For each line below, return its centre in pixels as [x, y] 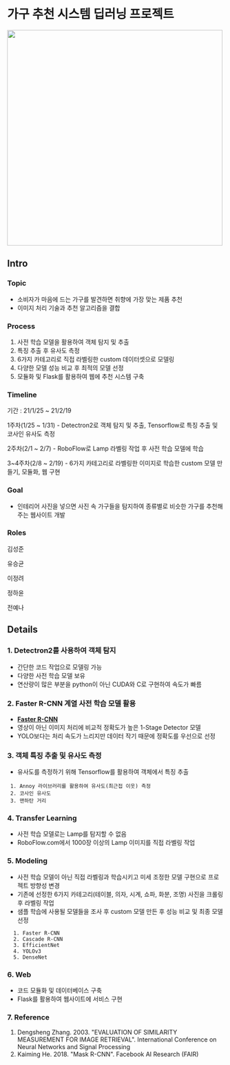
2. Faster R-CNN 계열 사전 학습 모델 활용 [72, 704]
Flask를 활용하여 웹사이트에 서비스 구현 [70, 999]
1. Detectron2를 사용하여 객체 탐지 [62, 650]
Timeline [22, 395]
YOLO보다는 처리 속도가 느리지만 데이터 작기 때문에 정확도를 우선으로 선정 [116, 736]
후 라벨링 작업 [35, 903]
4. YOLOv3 [27, 951]
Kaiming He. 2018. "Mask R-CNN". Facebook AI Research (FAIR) [108, 1054]
